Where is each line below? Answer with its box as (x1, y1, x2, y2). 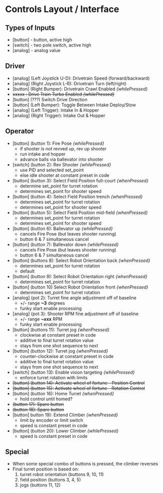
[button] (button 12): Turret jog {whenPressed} (12, 348, 108, 354)
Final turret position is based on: (12, 466, 79, 472)
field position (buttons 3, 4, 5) (19, 477, 81, 483)
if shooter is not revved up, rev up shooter (19, 145, 107, 151)
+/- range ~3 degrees (19, 300, 65, 306)
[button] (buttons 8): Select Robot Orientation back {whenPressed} (12, 257, 150, 264)
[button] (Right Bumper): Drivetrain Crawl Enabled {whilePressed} (12, 86, 148, 92)
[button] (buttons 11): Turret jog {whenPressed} (12, 327, 110, 333)
